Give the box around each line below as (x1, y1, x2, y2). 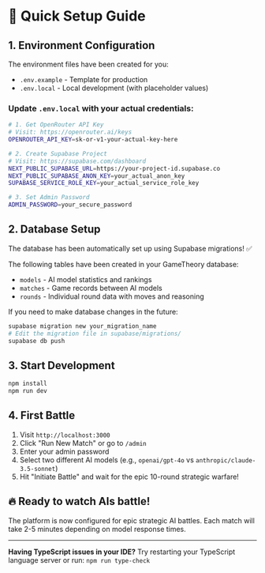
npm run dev (8, 387, 47, 395)
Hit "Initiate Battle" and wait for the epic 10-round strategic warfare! (19, 472, 239, 481)
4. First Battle (8, 409, 76, 422)
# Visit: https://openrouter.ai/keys (8, 128, 132, 137)
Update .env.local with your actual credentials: (8, 103, 194, 114)
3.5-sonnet (19, 465, 56, 473)
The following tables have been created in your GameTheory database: (8, 259, 239, 269)
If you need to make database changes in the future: (8, 307, 179, 316)
